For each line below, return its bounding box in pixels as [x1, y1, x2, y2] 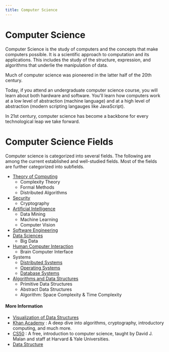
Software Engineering [12, 227, 58, 233]
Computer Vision [20, 222, 56, 228]
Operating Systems [20, 265, 61, 271]
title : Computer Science [5, 7, 58, 13]
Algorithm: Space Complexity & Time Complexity [20, 291, 122, 297]
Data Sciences [12, 232, 43, 238]
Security [12, 195, 30, 201]
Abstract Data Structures [20, 286, 72, 292]
